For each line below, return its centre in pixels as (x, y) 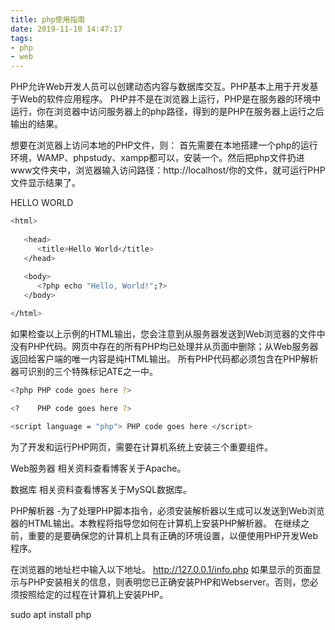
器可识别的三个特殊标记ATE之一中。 (84, 371)
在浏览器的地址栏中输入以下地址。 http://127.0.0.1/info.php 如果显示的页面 (161, 569)
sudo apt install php (51, 614)
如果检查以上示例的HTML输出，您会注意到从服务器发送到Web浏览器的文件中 (168, 333)
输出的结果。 (36, 124)
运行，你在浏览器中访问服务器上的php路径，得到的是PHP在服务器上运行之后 (167, 112)
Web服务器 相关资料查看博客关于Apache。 (98, 468)
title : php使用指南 (48, 19)
